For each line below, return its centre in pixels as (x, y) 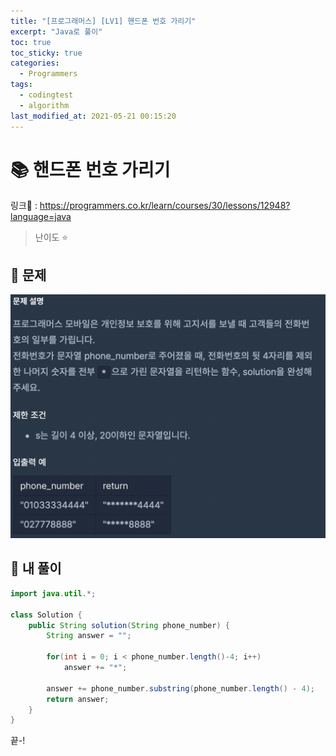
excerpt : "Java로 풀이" (56, 31)
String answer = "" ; (89, 636)
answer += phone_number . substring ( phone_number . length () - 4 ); (180, 688)
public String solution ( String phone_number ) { (129, 625)
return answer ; (78, 699)
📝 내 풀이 (36, 568)
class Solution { (46, 615)
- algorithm (44, 105)
